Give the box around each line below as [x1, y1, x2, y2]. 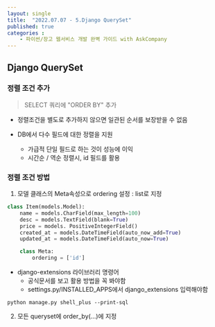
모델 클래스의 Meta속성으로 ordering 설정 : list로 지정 [17, 190, 162, 198]
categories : [7, 29, 45, 37]
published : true [7, 23, 54, 30]
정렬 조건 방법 [7, 173, 51, 182]
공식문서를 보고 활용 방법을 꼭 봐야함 [27, 276, 126, 285]
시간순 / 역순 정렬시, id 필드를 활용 [27, 153, 120, 161]
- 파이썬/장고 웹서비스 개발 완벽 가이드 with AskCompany [19, 36, 168, 43]
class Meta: [19, 248, 54, 255]
